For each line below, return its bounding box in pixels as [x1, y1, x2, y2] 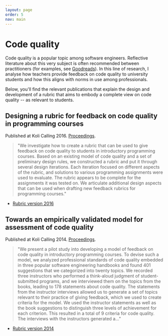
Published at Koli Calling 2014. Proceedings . [5, 236, 96, 242]
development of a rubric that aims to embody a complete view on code [5, 92, 152, 98]
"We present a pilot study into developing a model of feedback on [17, 246, 154, 252]
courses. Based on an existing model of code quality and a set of [17, 153, 152, 159]
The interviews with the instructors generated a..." [17, 315, 121, 321]
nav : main [5, 17, 26, 22]
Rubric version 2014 [12, 325, 54, 331]
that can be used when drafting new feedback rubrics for [17, 185, 136, 191]
